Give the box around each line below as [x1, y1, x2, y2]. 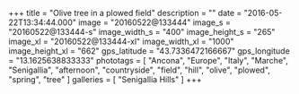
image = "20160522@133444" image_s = [78, 17, 231, 28]
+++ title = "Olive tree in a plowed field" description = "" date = [8, 8, 242, 18]
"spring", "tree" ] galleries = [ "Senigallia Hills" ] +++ [8, 74, 203, 84]
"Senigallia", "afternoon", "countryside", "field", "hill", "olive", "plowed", [8, 64, 271, 75]
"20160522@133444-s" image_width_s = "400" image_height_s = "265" [8, 27, 276, 37]
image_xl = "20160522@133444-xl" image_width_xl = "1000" [8, 36, 234, 47]
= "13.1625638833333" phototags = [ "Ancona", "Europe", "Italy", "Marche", [8, 56, 288, 65]
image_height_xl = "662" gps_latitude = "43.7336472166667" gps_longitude [8, 46, 291, 56]
